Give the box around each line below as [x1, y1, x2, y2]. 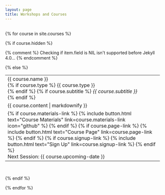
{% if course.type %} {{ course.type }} [7, 82, 95, 89]
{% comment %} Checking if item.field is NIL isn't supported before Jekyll [5, 50, 155, 56]
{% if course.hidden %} [5, 40, 53, 46]
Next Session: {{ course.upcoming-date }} [7, 153, 105, 160]
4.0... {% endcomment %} [5, 55, 58, 61]
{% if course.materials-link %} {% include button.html [7, 110, 132, 117]
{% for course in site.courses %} [5, 31, 72, 36]
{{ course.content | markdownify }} [7, 102, 87, 109]
